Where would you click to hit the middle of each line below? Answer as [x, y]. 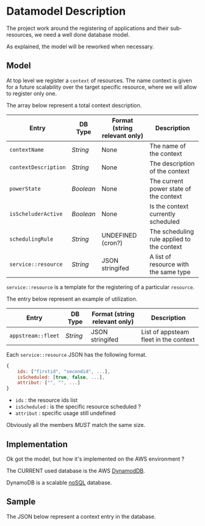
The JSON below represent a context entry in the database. [81, 516]
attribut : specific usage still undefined [65, 413]
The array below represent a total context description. [74, 105]
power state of [170, 189]
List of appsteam [165, 332]
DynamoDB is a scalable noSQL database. [59, 482]
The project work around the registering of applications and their [88, 28]
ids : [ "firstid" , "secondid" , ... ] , [64, 371]
